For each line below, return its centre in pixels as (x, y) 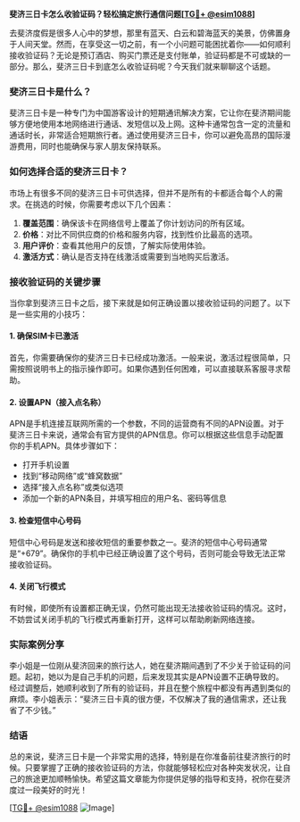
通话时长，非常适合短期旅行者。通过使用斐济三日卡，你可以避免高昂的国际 (146, 135)
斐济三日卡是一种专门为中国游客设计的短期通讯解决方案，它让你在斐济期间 (146, 113)
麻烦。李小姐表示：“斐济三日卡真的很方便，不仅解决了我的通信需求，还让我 (148, 699)
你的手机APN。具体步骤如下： (65, 446)
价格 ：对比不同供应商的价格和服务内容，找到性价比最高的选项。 (139, 234)
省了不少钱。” (33, 710)
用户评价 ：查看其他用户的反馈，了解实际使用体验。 (116, 245)
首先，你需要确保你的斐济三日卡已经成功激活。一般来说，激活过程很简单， (146, 358)
